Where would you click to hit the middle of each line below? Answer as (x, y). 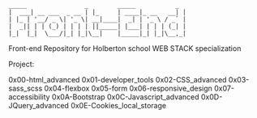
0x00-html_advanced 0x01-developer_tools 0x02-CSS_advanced (118, 80)
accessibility (29, 97)
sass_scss (26, 88)
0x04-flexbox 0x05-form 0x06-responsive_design (128, 88)
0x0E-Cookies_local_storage (118, 105)
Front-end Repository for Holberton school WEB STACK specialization (125, 48)
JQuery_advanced (39, 105)
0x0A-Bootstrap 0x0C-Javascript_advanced (126, 97)
